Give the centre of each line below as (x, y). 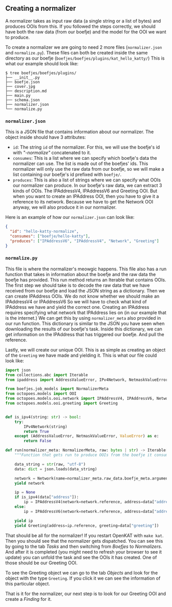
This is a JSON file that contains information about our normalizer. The (80, 132)
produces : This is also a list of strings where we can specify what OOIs (87, 180)
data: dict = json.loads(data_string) (56, 469)
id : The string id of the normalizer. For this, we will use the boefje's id (86, 147)
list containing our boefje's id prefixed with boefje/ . (67, 175)
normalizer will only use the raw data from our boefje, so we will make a (88, 169)
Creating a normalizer (41, 8)
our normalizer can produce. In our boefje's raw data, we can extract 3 (87, 186)
